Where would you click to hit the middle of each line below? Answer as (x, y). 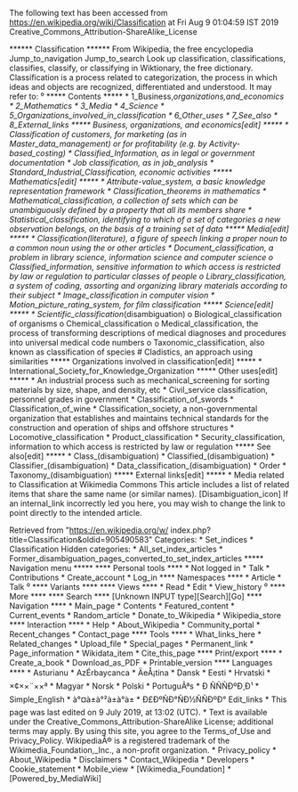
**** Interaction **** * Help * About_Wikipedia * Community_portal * (135, 625)
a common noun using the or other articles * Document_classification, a (141, 248)
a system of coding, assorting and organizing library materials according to (148, 286)
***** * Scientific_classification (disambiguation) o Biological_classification (145, 314)
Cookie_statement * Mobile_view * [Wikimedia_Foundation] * (120, 769)
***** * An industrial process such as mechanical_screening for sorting (139, 380)
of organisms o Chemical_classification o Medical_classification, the (134, 323)
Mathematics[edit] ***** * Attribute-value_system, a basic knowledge (137, 181)
